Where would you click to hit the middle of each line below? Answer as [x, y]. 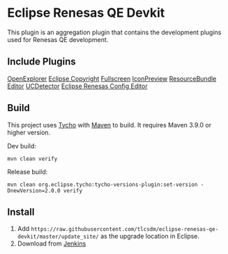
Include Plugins [41, 62]
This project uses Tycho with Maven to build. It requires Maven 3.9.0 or [109, 125]
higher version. [29, 132]
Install [21, 212]
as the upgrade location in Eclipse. [150, 237]
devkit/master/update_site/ [58, 237]
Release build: [28, 171]
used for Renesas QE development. [58, 39]
